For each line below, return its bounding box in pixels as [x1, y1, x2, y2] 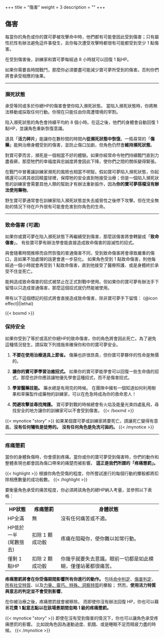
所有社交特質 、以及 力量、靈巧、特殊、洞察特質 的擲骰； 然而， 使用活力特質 [5, 582, 156, 588]
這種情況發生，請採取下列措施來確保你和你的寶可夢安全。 [5, 341, 121, 347]
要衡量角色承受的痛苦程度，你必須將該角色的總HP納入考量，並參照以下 [5, 487, 148, 492]
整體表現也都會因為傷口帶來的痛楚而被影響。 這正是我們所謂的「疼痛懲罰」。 [5, 460, 158, 466]
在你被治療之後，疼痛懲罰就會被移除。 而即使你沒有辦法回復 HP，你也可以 [5, 599, 155, 604]
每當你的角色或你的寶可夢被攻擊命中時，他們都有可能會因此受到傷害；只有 [5, 34, 155, 40]
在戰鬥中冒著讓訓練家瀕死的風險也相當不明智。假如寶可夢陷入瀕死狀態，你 [5, 169, 155, 175]
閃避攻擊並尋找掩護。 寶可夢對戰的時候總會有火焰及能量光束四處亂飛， [12, 401, 155, 407]
